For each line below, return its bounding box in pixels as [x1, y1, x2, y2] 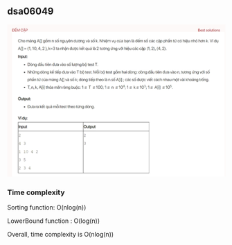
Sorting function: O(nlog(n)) [7, 203, 87, 211]
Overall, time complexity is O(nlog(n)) [7, 230, 114, 238]
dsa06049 [7, 6, 54, 17]
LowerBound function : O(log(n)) [7, 217, 100, 225]
